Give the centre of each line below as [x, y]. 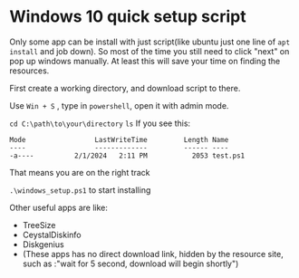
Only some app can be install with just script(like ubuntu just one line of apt [150, 42]
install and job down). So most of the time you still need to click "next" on [149, 51]
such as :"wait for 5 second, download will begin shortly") [130, 264]
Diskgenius [43, 244]
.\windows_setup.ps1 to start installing [80, 190]
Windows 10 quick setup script [128, 17]
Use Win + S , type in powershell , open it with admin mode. [119, 105]
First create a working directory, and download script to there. [125, 88]
